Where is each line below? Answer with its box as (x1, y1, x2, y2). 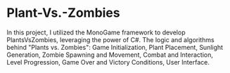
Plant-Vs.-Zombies (6, 5, 120, 21)
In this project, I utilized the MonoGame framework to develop (6, 28, 186, 36)
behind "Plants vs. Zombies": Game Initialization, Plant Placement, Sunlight (6, 43, 223, 51)
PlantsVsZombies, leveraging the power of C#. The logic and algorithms (6, 35, 215, 44)
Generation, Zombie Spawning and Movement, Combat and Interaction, (6, 51, 214, 59)
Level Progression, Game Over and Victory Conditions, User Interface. (6, 58, 210, 66)
